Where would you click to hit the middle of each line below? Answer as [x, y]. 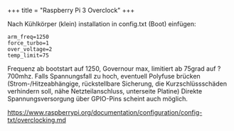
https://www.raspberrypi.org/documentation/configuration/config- [105, 112]
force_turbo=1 [28, 43]
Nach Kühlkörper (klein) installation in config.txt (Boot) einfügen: [102, 24]
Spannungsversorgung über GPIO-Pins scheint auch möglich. [98, 99]
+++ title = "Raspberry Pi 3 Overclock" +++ [71, 10]
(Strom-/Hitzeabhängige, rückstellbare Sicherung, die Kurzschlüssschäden [117, 84]
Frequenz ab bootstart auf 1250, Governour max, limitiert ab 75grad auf [112, 69]
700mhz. [20, 76]
